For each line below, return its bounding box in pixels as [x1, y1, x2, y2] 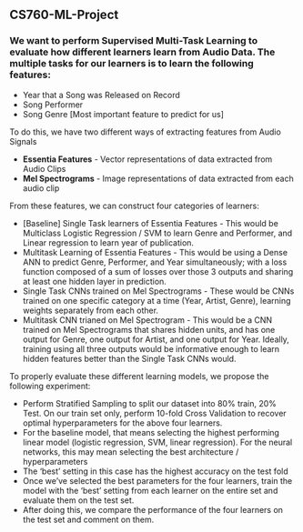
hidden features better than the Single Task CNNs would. [22, 353, 237, 364]
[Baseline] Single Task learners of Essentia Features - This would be [22, 217, 279, 228]
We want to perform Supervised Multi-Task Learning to [9, 35, 258, 47]
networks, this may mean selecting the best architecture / [22, 446, 239, 457]
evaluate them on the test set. [22, 495, 135, 506]
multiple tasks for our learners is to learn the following [9, 57, 255, 70]
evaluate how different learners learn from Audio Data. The [9, 45, 276, 58]
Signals [9, 136, 37, 146]
